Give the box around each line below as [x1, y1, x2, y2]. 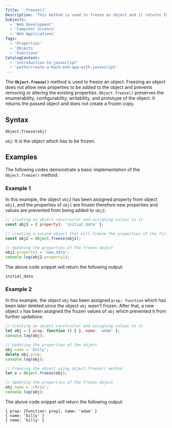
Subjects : [5, 17, 27, 22]
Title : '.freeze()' [5, 7, 47, 13]
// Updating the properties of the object [5, 342, 97, 348]
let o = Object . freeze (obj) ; [5, 371, 68, 376]
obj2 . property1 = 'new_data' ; [5, 250, 70, 255]
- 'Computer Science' [10, 27, 56, 32]
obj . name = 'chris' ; [5, 385, 50, 390]
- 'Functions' [10, 50, 40, 55]
